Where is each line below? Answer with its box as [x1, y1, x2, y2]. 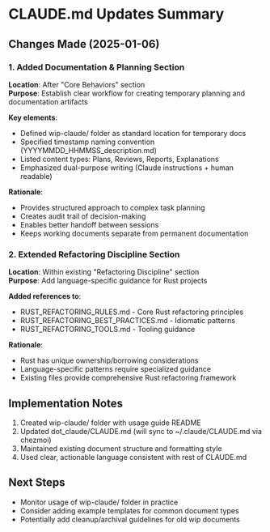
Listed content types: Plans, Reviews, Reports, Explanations [19, 154, 220, 164]
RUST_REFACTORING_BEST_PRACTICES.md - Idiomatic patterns [19, 316, 236, 326]
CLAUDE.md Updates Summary [8, 5, 225, 23]
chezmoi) [19, 435, 52, 445]
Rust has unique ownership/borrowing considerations [19, 355, 199, 365]
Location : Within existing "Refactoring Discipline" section [8, 267, 200, 277]
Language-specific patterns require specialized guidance [19, 364, 212, 374]
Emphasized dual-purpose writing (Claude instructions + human [19, 163, 234, 172]
